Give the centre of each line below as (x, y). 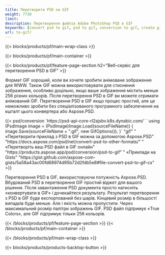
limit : (12, 19)
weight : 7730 (18, 14)
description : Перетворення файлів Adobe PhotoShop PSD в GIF (69, 23)
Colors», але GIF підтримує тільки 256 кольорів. (55, 214)
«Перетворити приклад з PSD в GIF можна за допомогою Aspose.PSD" (80, 136)
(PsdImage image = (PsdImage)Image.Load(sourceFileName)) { (69, 126)
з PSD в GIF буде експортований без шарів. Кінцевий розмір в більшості (81, 198)
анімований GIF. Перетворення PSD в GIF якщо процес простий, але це (80, 101)
